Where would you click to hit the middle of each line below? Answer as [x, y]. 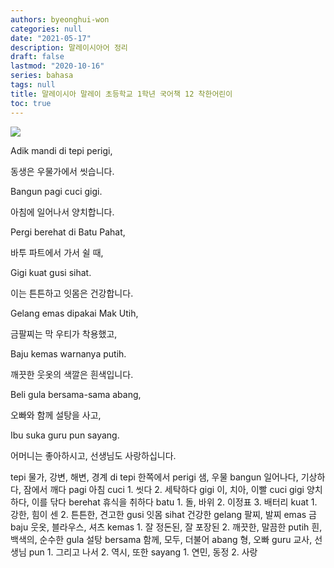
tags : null [33, 85]
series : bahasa [42, 76]
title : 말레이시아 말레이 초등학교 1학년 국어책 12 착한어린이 [121, 94]
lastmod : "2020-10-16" [57, 66]
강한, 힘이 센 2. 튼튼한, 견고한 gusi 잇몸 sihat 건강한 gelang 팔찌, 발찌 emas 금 [163, 514]
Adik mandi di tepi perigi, [61, 150]
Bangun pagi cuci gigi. [56, 191]
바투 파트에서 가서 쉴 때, [57, 252]
